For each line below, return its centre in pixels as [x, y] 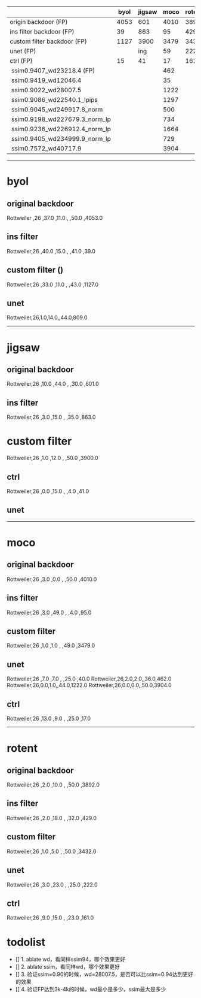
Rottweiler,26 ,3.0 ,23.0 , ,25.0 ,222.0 [52, 884]
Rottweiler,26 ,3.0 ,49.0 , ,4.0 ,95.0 [49, 612]
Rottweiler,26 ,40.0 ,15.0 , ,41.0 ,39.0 [51, 251]
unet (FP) [23, 51]
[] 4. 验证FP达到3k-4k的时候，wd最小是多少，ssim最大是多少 [91, 989]
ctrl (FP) [21, 61]
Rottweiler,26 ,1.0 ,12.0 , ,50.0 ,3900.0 [52, 458]
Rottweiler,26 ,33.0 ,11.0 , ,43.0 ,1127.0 [53, 285]
